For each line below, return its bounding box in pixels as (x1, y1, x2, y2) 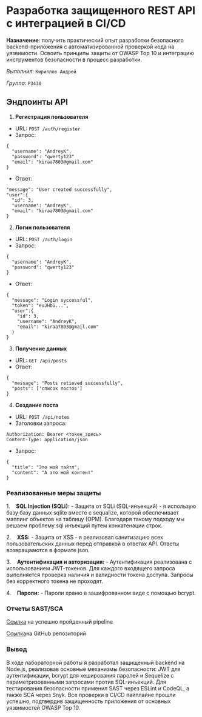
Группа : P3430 (6, 79, 42, 87)
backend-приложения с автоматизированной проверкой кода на (6, 43, 175, 50)
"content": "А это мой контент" (12, 469, 94, 476)
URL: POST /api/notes (15, 413, 70, 420)
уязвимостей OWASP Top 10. (6, 704, 81, 711)
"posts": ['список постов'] (12, 385, 83, 392)
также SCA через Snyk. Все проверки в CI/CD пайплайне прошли (6, 691, 176, 698)
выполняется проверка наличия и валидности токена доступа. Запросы (6, 571, 194, 579)
